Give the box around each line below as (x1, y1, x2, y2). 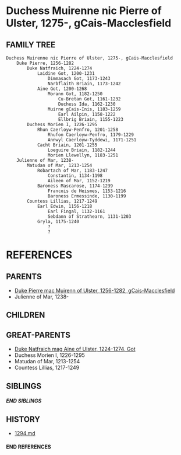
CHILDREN (6, 310, 45, 320)
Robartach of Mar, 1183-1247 (37, 168, 108, 173)
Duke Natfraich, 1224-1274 (27, 65, 93, 71)
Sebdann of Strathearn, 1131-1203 (47, 214, 132, 220)
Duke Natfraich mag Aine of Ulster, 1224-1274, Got (14, 346, 136, 353)
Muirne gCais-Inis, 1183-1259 (47, 106, 121, 112)
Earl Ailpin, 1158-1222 (58, 112, 116, 117)
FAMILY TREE (6, 40, 56, 50)
